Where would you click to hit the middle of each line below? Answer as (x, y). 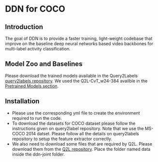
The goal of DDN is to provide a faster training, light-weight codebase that (79, 38)
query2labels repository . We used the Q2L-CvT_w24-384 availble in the (76, 81)
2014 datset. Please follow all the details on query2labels (82, 133)
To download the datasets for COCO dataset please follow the (74, 123)
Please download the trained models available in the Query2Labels (71, 76)
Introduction (24, 27)
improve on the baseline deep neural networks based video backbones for (79, 44)
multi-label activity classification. (38, 49)
